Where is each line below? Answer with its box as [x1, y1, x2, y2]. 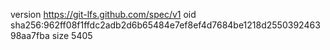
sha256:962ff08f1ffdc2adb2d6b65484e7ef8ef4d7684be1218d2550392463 [10, 19, 321, 31]
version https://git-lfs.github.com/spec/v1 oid [10, 9, 197, 20]
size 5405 [51, 30, 93, 41]
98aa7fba [10, 30, 50, 41]
